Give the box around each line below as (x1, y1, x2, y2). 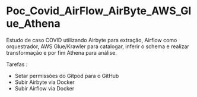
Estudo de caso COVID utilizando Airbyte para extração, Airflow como (6, 36, 177, 43)
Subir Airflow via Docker (14, 85, 75, 92)
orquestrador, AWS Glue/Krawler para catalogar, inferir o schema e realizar (6, 43, 190, 50)
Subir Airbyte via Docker (14, 79, 75, 86)
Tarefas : (6, 61, 28, 68)
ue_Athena (6, 17, 61, 30)
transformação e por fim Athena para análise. (6, 49, 117, 56)
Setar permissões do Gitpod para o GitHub (14, 72, 119, 79)
